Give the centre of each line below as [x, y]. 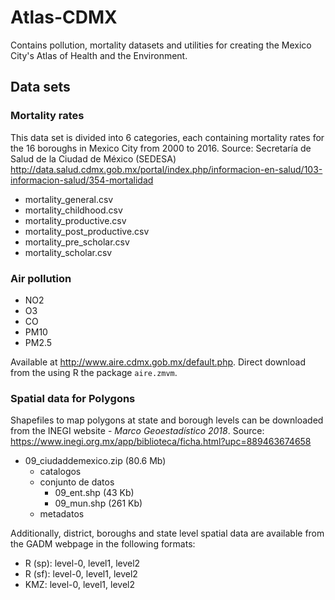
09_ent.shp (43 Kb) [94, 493]
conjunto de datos [77, 482]
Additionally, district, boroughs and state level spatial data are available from [167, 533]
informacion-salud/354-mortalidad [82, 180]
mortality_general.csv [69, 199]
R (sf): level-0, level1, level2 [81, 574]
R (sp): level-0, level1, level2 [82, 563]
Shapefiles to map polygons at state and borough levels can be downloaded [167, 420]
